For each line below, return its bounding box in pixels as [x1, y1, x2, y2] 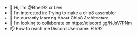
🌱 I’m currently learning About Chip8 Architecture [9, 15, 109, 20]
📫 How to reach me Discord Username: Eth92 [9, 26, 103, 31]
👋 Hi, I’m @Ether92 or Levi [9, 5, 63, 10]
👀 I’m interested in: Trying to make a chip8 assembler [9, 10, 117, 16]
